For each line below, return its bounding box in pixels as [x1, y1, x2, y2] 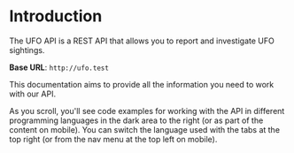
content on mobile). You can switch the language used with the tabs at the [9, 124, 281, 134]
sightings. [9, 44, 45, 55]
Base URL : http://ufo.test [9, 62, 109, 73]
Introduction [9, 6, 103, 27]
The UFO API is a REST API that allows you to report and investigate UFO [9, 35, 275, 46]
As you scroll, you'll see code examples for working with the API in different [9, 105, 285, 116]
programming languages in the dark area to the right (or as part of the [9, 115, 264, 126]
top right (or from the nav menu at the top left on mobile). [9, 134, 218, 144]
